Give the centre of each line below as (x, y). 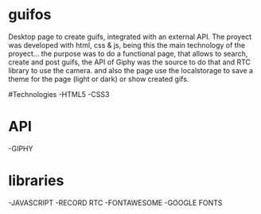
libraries (36, 181)
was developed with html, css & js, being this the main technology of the (127, 45)
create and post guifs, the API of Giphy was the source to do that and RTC (130, 62)
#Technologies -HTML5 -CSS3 (59, 94)
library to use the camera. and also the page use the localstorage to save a (130, 70)
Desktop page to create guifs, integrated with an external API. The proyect (130, 37)
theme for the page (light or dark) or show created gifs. (99, 79)
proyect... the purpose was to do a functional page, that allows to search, (128, 53)
